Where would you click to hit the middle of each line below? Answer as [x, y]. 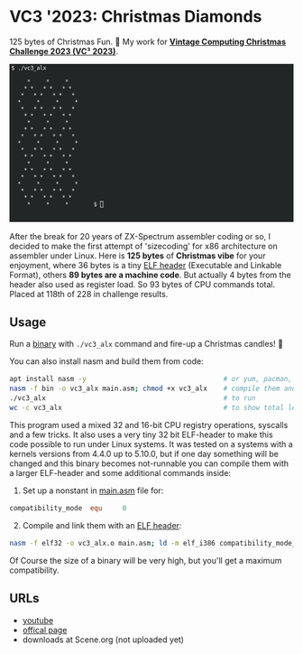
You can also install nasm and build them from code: [107, 361]
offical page [45, 630]
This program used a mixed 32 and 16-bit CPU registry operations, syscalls [149, 425]
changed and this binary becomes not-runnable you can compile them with [149, 463]
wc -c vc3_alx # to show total [147, 408]
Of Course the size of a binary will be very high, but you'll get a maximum [146, 560]
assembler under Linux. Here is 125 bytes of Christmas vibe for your [138, 256]
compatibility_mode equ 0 [68, 508]
